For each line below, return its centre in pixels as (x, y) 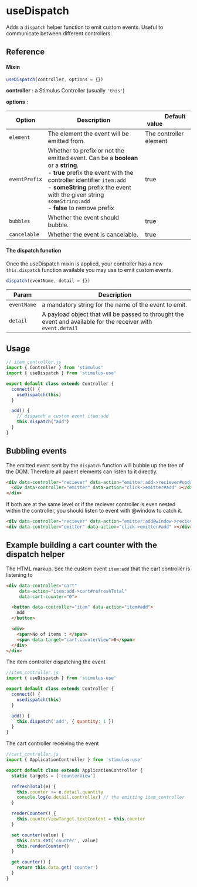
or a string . (63, 165)
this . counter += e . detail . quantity (60, 792)
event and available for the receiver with (97, 322)
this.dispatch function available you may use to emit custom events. (89, 270)
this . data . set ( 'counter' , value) (57, 841)
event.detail (60, 328)
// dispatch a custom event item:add (63, 416)
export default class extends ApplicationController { (74, 770)
